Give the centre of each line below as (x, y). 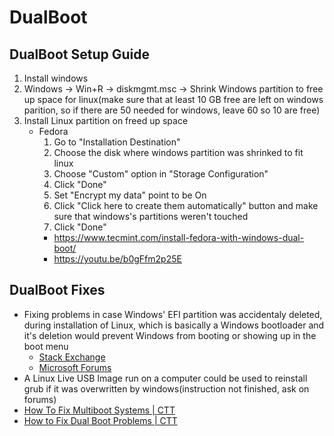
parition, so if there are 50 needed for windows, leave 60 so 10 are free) (172, 110)
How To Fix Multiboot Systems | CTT (99, 410)
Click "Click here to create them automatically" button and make (186, 205)
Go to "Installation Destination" (117, 142)
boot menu (46, 346)
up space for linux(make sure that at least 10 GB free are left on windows (173, 99)
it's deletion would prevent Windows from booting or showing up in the (170, 335)
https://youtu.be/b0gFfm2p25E (117, 259)
